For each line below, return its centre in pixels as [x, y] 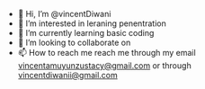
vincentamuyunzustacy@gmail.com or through [104, 66]
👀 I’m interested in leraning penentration [92, 23]
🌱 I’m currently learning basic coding [86, 33]
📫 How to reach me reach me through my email [107, 53]
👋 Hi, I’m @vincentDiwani [64, 14]
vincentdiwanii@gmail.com [68, 75]
